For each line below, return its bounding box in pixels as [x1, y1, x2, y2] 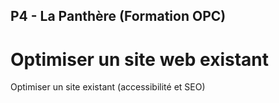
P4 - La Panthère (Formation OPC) [10, 8, 227, 25]
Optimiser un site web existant [10, 48, 269, 71]
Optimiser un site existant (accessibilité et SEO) [10, 81, 206, 93]
